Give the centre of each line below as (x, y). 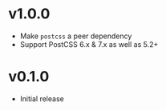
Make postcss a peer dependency (76, 36)
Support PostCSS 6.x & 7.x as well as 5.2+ (89, 44)
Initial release (42, 98)
